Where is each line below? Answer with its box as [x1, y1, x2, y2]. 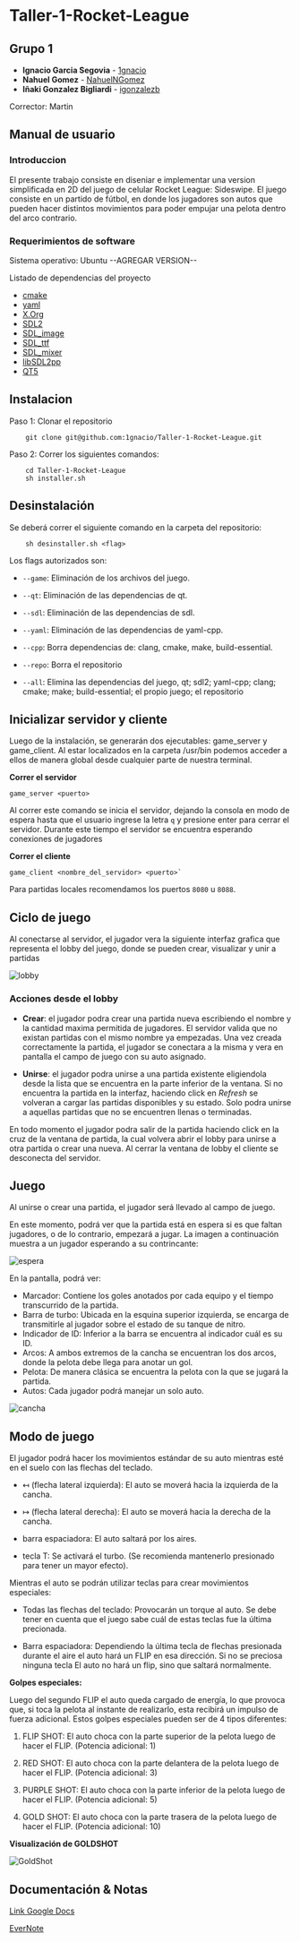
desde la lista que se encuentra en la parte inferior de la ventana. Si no [21, 1078, 284, 1088]
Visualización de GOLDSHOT [9, 1838, 119, 1850]
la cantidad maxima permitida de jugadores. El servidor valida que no [21, 1022, 278, 1033]
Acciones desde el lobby [9, 992, 119, 1005]
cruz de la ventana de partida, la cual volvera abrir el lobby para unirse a [9, 1133, 277, 1144]
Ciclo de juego [9, 910, 91, 925]
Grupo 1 [9, 41, 54, 56]
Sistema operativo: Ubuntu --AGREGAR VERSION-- [9, 254, 198, 265]
